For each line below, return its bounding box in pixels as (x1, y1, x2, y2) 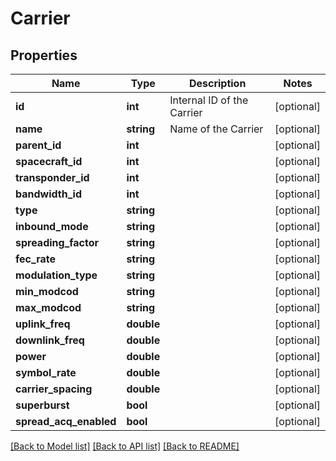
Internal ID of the (169, 93, 249, 107)
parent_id (15, 138, 62, 152)
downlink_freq (15, 333, 85, 347)
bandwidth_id (15, 187, 82, 201)
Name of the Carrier (169, 122, 264, 136)
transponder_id (15, 171, 90, 184)
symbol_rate (15, 366, 77, 379)
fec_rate (15, 252, 56, 266)
